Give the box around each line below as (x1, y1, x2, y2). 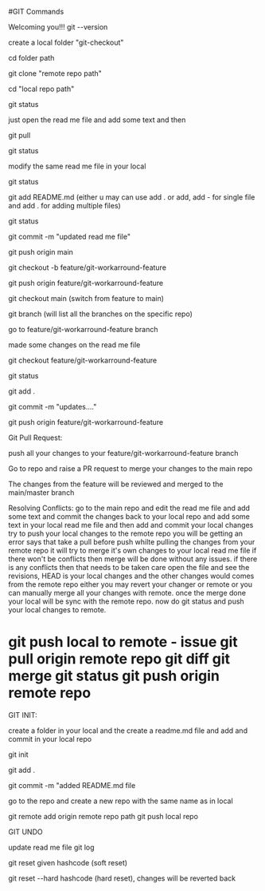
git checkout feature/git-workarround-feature (8, 355, 158, 365)
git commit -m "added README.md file (8, 780, 136, 790)
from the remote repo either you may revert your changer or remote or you (8, 580, 253, 589)
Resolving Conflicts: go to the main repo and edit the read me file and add (8, 503, 251, 513)
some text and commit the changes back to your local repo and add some (8, 512, 251, 521)
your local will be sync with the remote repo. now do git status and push (8, 596, 244, 606)
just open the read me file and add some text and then (8, 115, 186, 125)
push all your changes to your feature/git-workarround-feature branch (8, 449, 239, 457)
